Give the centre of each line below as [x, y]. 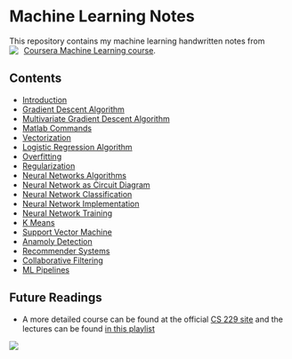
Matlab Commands [57, 128]
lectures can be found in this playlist [89, 328]
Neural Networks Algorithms [74, 175]
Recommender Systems [66, 251]
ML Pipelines [45, 269]
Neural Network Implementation [81, 203]
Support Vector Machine [67, 232]
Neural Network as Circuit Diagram [86, 185]
